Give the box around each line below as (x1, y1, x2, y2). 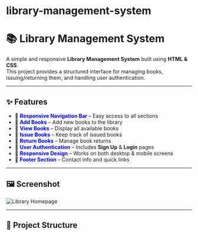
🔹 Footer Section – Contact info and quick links (14, 156, 130, 163)
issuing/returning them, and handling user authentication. (6, 75, 146, 82)
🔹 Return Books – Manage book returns (14, 137, 111, 144)
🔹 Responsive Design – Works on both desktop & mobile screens (14, 150, 174, 157)
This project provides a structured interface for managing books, (6, 68, 163, 75)
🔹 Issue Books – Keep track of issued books (14, 131, 123, 138)
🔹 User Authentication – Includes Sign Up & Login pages (14, 143, 154, 150)
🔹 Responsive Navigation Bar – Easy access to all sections (14, 112, 159, 119)
